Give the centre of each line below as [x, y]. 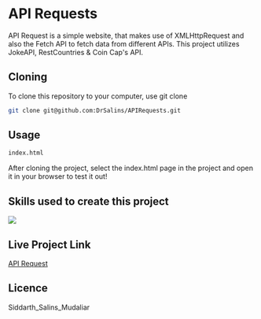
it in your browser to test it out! [58, 176]
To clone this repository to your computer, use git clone [98, 96]
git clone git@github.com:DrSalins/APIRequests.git [94, 110]
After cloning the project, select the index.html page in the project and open [131, 168]
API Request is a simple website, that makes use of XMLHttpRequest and [126, 35]
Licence [28, 288]
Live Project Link [50, 245]
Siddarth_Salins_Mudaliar [49, 307]
